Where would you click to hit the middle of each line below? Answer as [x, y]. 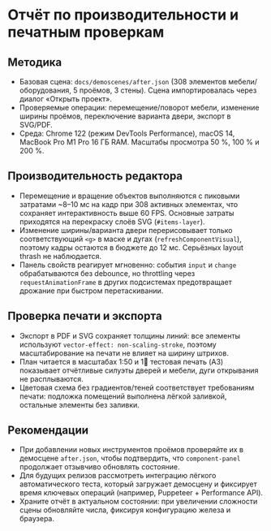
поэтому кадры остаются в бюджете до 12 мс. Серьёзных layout [131, 247]
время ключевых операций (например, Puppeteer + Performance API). [141, 493]
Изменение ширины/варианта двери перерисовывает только [126, 230]
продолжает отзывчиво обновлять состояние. [99, 467]
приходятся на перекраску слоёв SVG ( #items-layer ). [112, 222]
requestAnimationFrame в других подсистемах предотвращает [126, 282]
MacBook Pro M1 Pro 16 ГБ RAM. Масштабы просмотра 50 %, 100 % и [140, 142]
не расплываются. [51, 378]
